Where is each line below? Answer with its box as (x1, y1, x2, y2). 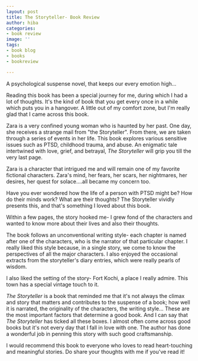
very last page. (6, 153, 43, 161)
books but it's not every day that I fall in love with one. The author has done (6, 324, 191, 331)
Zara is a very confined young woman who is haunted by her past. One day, (6, 122, 191, 129)
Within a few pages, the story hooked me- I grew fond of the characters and (6, 214, 193, 221)
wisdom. (6, 263, 27, 270)
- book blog (6, 48, 36, 54)
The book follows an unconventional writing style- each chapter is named (6, 231, 187, 238)
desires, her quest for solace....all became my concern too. (6, 178, 150, 185)
